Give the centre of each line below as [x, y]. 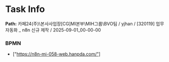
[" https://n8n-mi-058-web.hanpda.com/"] [56, 54]
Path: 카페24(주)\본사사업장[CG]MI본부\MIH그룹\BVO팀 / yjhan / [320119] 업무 [85, 23]
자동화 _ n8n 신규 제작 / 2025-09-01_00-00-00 [53, 30]
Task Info [25, 9]
